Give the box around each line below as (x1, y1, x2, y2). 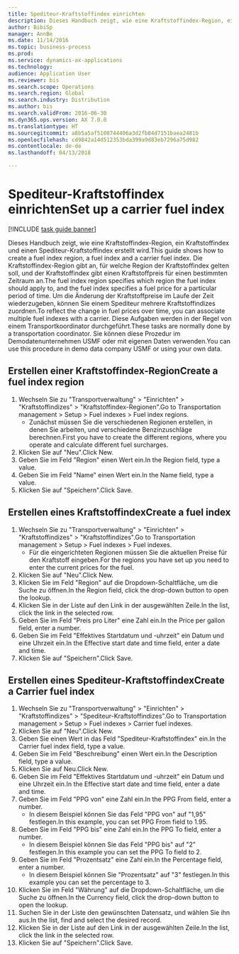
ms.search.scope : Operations (8, 83, 94, 90)
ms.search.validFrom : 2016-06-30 (8, 110, 107, 117)
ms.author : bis (8, 103, 53, 110)
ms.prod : (8, 51, 34, 58)
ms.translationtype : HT (8, 122, 79, 130)
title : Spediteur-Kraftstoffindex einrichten (8, 10, 145, 18)
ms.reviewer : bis (8, 76, 60, 84)
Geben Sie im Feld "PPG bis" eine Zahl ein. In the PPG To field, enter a (18, 825, 222, 834)
